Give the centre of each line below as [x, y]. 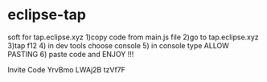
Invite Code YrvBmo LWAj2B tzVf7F [67, 69]
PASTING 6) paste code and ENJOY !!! [71, 54]
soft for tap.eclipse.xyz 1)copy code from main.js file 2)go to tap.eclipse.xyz [133, 37]
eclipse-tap [47, 15]
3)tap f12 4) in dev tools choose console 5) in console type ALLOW [119, 45]
